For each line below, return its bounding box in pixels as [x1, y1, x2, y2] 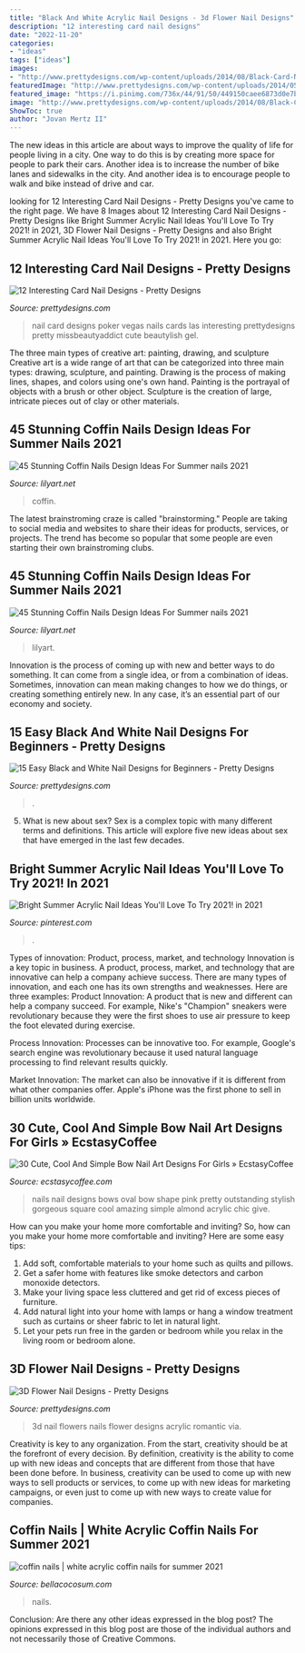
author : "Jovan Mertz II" [9, 115, 107, 124]
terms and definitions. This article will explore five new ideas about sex [22, 825, 289, 836]
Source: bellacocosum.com [9, 1578, 113, 1589]
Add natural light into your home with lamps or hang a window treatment [22, 1306, 293, 1317]
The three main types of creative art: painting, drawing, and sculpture [9, 347, 270, 358]
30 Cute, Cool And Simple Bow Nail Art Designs [9, 1120, 283, 1136]
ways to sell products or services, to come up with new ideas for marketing [9, 1477, 290, 1488]
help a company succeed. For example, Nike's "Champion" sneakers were [9, 1001, 288, 1011]
